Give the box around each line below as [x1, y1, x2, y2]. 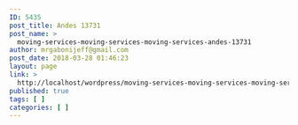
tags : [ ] [9, 94, 46, 104]
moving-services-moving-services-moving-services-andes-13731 [17, 37, 252, 47]
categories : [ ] [9, 103, 69, 112]
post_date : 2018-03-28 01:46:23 [9, 54, 129, 62]
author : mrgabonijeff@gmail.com [9, 46, 129, 55]
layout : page [9, 62, 58, 71]
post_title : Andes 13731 [9, 21, 101, 30]
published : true [9, 86, 69, 95]
